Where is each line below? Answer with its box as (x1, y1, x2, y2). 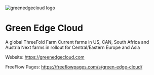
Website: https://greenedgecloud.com (5, 54, 85, 60)
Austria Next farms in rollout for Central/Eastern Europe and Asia (5, 44, 140, 50)
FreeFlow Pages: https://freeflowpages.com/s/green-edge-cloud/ (5, 63, 143, 70)
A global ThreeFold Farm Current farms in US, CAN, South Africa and (5, 39, 149, 45)
